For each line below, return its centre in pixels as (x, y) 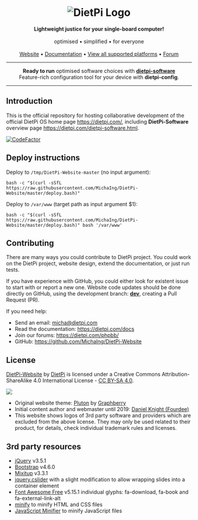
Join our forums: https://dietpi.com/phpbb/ (67, 335)
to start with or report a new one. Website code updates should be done (94, 287)
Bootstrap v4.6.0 (35, 467)
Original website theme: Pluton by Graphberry (70, 403)
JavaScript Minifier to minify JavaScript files (68, 511)
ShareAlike (19, 380)
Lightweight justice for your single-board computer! (99, 29)
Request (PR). (23, 300)
